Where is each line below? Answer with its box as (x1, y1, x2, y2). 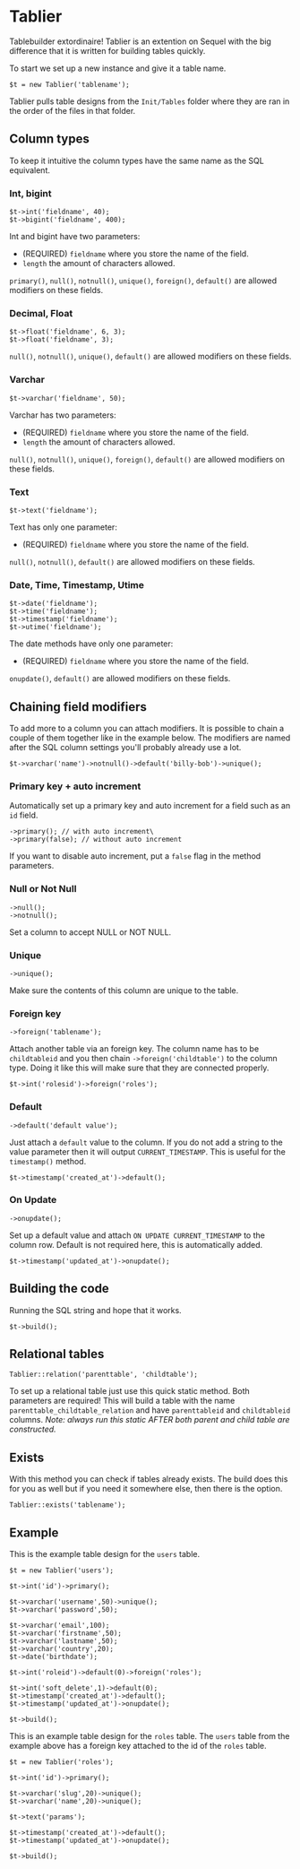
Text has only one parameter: (9, 522, 118, 532)
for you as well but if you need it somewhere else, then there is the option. (9, 1484, 283, 1494)
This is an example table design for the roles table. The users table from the (9, 1731, 290, 1742)
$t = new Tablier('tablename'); (9, 80, 130, 89)
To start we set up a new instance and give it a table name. (9, 63, 227, 74)
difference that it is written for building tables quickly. (9, 45, 206, 56)
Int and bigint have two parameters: (9, 231, 141, 242)
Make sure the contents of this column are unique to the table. (9, 984, 239, 996)
